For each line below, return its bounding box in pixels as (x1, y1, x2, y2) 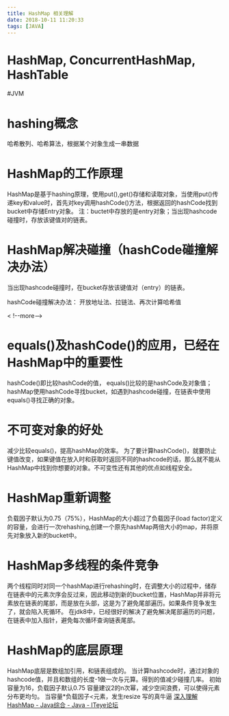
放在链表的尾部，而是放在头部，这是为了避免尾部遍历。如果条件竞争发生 (12, 599, 217, 607)
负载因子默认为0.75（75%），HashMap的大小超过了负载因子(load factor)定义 (7, 514, 223, 522)
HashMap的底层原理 (7, 643, 123, 658)
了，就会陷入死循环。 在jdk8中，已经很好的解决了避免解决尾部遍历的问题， (7, 607, 219, 615)
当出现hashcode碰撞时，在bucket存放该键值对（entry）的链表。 (7, 284, 189, 292)
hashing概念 (7, 116, 79, 131)
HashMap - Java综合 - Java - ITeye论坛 (7, 700, 118, 709)
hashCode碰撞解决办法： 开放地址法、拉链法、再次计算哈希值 (7, 298, 182, 306)
